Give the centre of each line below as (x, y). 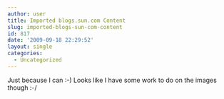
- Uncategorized (38, 60)
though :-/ (22, 87)
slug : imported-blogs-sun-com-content (65, 27)
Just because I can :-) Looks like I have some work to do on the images (112, 80)
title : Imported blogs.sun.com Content (67, 21)
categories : (25, 54)
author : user (27, 14)
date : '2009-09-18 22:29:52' (51, 40)
